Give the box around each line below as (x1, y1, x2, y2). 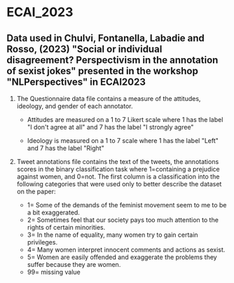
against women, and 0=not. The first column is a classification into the (16, 172, 220, 181)
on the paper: (16, 187, 56, 195)
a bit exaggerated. (27, 208, 80, 216)
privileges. (27, 238, 57, 246)
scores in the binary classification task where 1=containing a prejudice (16, 165, 220, 173)
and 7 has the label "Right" (27, 144, 104, 152)
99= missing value (27, 268, 81, 276)
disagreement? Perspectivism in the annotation (6, 54, 219, 66)
